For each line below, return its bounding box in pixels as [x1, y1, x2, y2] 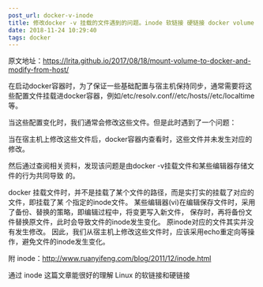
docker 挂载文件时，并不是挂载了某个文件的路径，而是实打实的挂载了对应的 [8, 188, 254, 197]
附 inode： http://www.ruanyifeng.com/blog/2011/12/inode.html [8, 254, 212, 263]
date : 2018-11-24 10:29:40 [8, 26, 97, 34]
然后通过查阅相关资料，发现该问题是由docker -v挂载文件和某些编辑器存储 [8, 161, 248, 170]
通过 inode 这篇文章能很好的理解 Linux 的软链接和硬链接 [8, 270, 191, 280]
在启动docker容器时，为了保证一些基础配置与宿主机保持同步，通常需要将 [8, 81, 246, 91]
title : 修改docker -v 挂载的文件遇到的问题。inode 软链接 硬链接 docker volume [8, 19, 254, 27]
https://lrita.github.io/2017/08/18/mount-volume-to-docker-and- [43, 56, 251, 65]
